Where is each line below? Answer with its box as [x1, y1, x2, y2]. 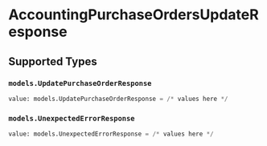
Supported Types [8, 55, 98, 68]
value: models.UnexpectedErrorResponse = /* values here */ [8, 130, 215, 138]
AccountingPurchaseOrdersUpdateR [8, 6, 259, 24]
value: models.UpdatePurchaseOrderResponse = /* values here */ [8, 95, 228, 103]
